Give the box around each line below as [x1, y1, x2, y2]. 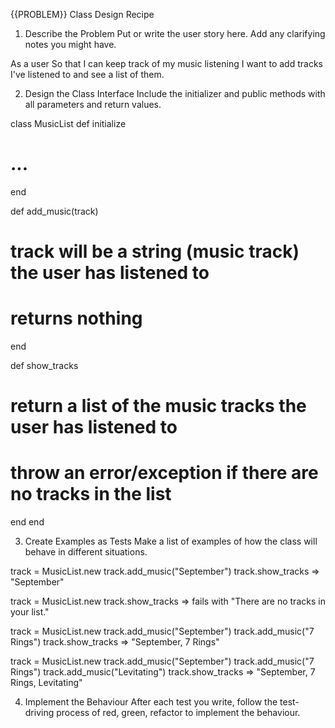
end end [10, 516, 45, 528]
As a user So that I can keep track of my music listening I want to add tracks [10, 58, 323, 69]
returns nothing [10, 307, 143, 330]
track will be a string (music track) [10, 240, 300, 263]
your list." [10, 606, 50, 618]
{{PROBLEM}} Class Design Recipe [10, 9, 155, 20]
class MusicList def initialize [10, 118, 127, 129]
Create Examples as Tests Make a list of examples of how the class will [24, 535, 318, 548]
